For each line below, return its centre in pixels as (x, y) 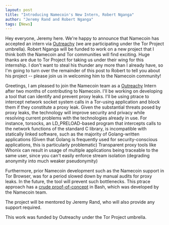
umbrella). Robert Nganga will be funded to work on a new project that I (80, 49)
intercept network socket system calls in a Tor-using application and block (82, 102)
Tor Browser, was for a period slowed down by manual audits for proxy (79, 176)
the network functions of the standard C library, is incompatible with (76, 129)
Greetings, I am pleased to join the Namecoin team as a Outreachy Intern (81, 86)
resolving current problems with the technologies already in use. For (76, 118)
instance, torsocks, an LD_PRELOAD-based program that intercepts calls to (83, 123)
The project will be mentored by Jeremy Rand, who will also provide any (80, 202)
